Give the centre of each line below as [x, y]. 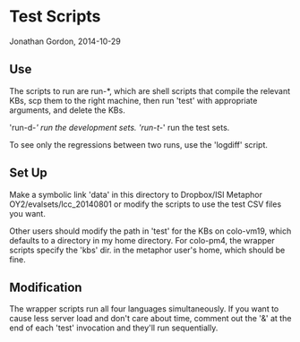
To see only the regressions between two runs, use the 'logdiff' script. [139, 144]
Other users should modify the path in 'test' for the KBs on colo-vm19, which [150, 231]
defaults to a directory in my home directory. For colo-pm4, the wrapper [142, 240]
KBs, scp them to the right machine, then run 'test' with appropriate [133, 100]
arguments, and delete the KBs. [67, 110]
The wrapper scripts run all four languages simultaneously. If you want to [144, 309]
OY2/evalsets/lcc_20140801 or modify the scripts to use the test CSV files [146, 204]
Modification [46, 287]
